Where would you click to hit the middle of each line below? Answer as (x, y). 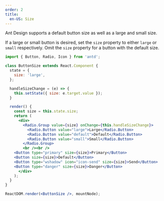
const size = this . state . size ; (46, 111)
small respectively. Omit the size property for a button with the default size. (82, 48)
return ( (23, 116)
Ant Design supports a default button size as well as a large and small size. (81, 33)
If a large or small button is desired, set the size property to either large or (81, 43)
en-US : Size (22, 19)
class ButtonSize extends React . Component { (52, 66)
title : (12, 14)
